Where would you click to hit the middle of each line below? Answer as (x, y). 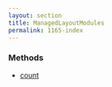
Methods (26, 58)
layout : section (35, 15)
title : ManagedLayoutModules (56, 23)
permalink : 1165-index (46, 30)
